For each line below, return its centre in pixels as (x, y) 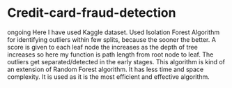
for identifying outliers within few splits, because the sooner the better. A (111, 39)
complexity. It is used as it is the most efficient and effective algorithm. (109, 76)
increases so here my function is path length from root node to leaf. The (110, 54)
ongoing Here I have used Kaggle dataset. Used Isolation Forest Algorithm (114, 32)
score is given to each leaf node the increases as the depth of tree (103, 47)
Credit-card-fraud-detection (92, 13)
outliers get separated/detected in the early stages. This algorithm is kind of (116, 61)
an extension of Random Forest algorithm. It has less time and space (106, 69)
